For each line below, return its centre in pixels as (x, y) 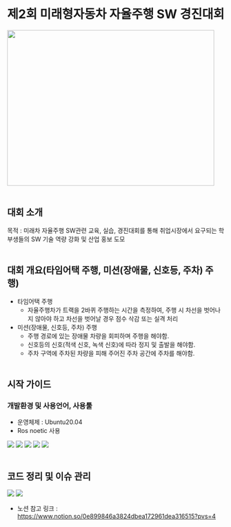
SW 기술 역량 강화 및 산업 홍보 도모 (78, 239)
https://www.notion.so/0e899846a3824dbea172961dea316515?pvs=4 (116, 517)
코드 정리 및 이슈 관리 (49, 476)
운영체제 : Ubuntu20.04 (50, 422)
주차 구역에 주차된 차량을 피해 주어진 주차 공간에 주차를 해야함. (111, 353)
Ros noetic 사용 (39, 431)
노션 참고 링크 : (37, 508)
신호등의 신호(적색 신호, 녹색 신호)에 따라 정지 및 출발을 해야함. (111, 344)
